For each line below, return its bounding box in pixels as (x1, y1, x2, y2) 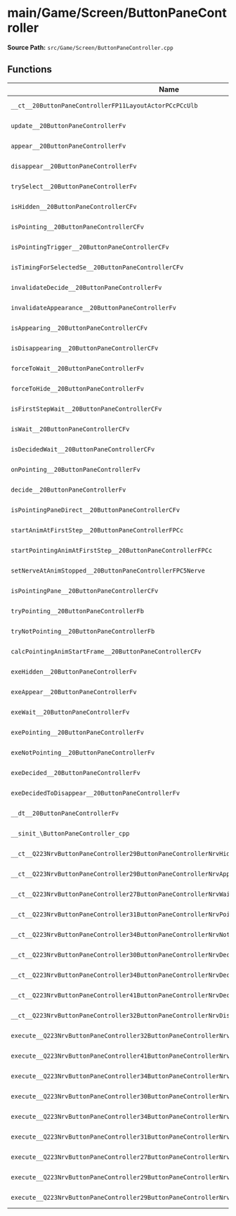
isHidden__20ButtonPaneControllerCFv (11, 203, 137, 210)
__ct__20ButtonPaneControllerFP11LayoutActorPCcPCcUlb (11, 101, 198, 110)
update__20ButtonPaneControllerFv (11, 122, 126, 129)
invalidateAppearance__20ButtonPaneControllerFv (11, 304, 177, 312)
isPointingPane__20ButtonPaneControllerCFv (11, 587, 159, 595)
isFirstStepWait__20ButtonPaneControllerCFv (11, 404, 162, 413)
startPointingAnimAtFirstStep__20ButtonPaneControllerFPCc (11, 546, 213, 554)
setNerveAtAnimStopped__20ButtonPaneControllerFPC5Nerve (11, 566, 205, 575)
